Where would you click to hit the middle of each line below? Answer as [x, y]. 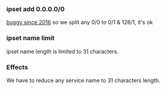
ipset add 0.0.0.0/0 [36, 9]
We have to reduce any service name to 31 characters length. [83, 80]
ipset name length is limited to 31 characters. [63, 51]
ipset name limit [31, 38]
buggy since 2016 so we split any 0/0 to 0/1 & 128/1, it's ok [80, 22]
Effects [17, 67]
